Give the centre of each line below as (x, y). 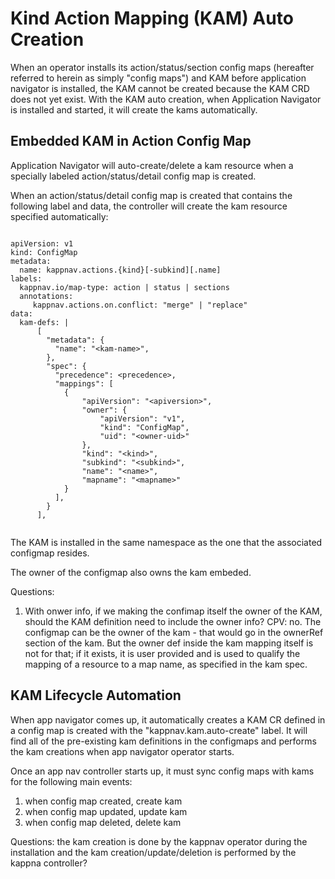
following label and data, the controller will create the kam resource (149, 206)
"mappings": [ (84, 383)
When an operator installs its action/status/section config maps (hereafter (162, 67)
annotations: (46, 296)
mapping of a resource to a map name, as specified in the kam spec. (166, 664)
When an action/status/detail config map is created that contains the (151, 195)
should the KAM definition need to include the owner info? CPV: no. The (173, 621)
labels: (26, 278)
